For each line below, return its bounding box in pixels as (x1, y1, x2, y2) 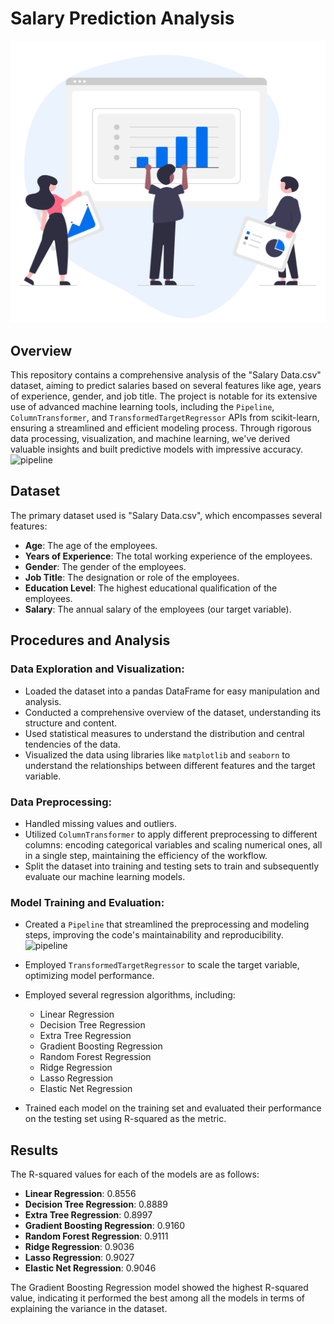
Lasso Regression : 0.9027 (24, 1251, 135, 1263)
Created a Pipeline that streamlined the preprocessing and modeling (24, 918, 310, 931)
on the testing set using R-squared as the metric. (24, 1113, 227, 1125)
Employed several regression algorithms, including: (24, 989, 236, 1001)
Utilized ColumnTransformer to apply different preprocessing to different (24, 828, 318, 840)
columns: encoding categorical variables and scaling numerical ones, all (24, 838, 323, 851)
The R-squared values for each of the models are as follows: (10, 1168, 260, 1180)
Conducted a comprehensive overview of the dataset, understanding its (24, 706, 322, 718)
